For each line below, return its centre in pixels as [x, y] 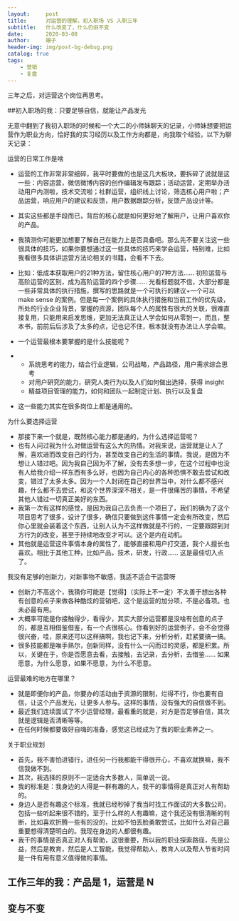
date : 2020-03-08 [43, 34]
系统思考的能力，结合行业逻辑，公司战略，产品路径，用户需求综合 [125, 364]
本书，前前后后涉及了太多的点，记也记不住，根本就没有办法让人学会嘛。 [123, 326]
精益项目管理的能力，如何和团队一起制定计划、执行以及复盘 [116, 391]
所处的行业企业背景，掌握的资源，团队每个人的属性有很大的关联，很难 [121, 308]
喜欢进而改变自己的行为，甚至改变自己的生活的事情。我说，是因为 [127, 454]
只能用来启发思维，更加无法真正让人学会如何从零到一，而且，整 [136, 317]
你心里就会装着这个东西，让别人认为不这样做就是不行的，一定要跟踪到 [121, 525]
